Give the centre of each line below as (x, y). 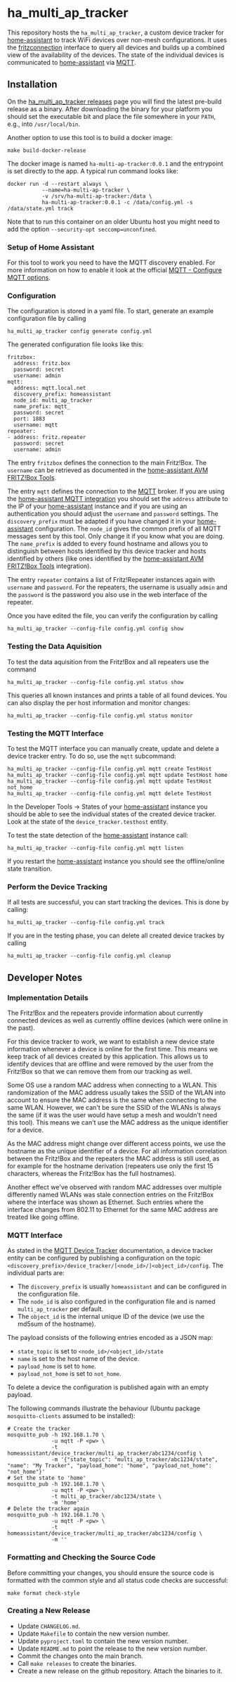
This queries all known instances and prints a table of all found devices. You (117, 695)
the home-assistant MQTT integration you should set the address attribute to (118, 499)
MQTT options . (29, 278)
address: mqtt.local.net (50, 388)
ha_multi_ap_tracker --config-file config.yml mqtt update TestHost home (118, 775)
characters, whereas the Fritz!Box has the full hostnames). (92, 1173)
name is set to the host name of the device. (78, 1359)
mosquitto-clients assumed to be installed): (71, 1416)
